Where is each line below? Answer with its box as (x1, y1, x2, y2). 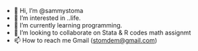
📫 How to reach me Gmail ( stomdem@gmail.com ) (13, 37, 158, 44)
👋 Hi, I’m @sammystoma (13, 7, 84, 14)
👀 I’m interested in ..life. (13, 14, 81, 22)
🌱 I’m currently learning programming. (13, 21, 123, 29)
